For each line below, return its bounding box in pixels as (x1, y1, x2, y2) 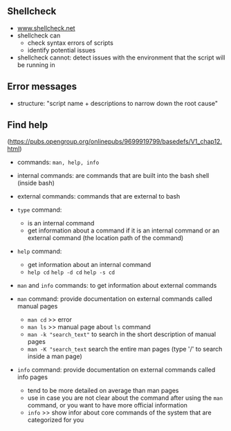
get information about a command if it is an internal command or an (27, 226, 220, 235)
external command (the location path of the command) (27, 234, 184, 242)
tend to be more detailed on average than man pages (27, 387, 179, 395)
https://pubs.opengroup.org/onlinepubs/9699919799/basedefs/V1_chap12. (9, 138, 223, 146)
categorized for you (27, 416, 84, 424)
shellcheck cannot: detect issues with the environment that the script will (17, 53, 225, 62)
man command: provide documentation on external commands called (17, 295, 212, 303)
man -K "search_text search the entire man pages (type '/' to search (27, 345, 223, 354)
